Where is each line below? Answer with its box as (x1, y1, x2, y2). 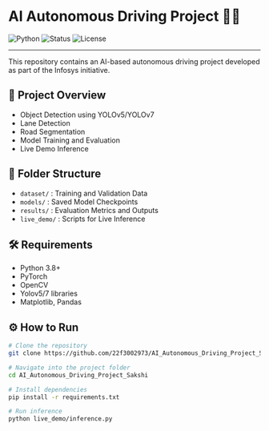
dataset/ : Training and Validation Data (19, 188, 148, 198)
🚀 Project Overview (8, 88, 106, 103)
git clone (8, 349, 42, 357)
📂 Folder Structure (8, 167, 102, 181)
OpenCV (19, 280, 49, 290)
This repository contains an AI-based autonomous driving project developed (8, 56, 260, 66)
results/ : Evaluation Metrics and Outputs (19, 205, 159, 215)
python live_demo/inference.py (8, 415, 113, 423)
